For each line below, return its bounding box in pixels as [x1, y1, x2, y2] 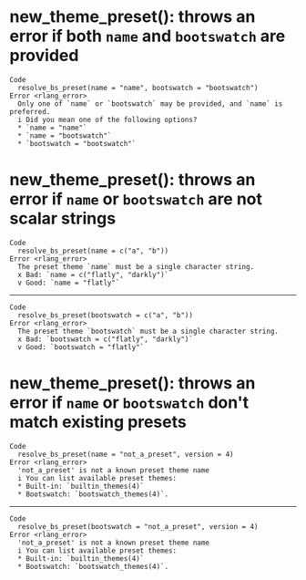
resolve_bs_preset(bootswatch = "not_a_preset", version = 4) [17, 522, 259, 531]
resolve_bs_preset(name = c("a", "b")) [17, 246, 169, 255]
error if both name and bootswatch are [9, 26, 286, 47]
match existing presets [9, 412, 187, 432]
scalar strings [9, 208, 117, 229]
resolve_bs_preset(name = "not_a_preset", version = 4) [17, 450, 234, 459]
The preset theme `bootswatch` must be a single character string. [17, 326, 280, 336]
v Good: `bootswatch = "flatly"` [17, 342, 145, 352]
